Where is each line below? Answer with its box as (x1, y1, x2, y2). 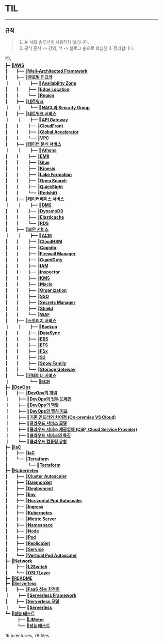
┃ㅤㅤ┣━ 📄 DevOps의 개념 (5, 390, 57, 396)
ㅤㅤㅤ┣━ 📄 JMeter (5, 617, 45, 623)
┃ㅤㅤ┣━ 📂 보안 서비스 (5, 227, 49, 232)
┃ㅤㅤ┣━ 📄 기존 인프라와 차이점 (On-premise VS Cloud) (5, 415, 116, 420)
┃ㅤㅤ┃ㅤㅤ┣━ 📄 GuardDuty (5, 257, 63, 263)
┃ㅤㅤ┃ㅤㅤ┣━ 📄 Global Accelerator (5, 129, 79, 135)
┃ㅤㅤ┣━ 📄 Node (5, 528, 39, 534)
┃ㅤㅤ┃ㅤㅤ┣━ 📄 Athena (5, 147, 57, 153)
